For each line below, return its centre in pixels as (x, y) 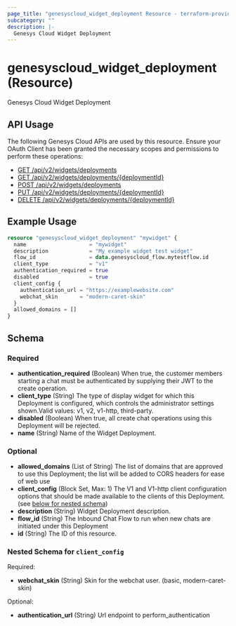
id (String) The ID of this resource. (67, 533)
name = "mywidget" (71, 244)
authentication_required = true (61, 271)
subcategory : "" (31, 20)
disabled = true (61, 277)
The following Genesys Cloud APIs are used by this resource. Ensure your (114, 141)
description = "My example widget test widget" (103, 251)
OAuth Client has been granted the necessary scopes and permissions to (113, 149)
